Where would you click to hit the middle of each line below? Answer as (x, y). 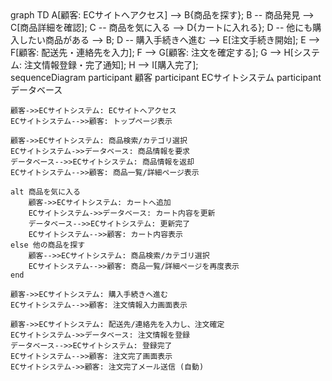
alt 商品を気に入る (45, 192)
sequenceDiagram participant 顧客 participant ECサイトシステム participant (166, 77)
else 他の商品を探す (48, 245)
